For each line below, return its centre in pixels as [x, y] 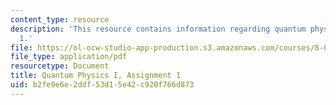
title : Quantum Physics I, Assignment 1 [96, 76]
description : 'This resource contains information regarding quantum [158, 29]
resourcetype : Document [60, 66]
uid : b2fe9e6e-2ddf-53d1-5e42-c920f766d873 [102, 85]
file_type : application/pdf [69, 57]
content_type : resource [60, 19]
